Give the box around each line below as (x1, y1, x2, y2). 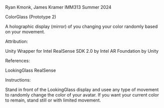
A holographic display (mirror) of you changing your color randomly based (5, 23, 158, 29)
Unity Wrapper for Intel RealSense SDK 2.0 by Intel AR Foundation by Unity (5, 48, 159, 54)
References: (5, 58, 30, 64)
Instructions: (5, 77, 31, 83)
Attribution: (5, 38, 28, 44)
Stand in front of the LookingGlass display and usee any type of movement (5, 87, 159, 93)
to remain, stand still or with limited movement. (5, 97, 101, 103)
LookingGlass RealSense (5, 67, 56, 73)
